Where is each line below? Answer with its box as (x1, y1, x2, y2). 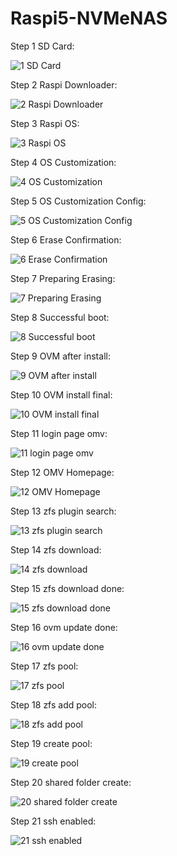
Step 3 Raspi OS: (10, 117, 80, 129)
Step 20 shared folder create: (10, 776, 132, 788)
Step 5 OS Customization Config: (10, 195, 147, 207)
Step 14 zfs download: (10, 543, 102, 556)
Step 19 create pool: (10, 737, 93, 749)
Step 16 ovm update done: (10, 621, 118, 633)
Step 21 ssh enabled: (10, 815, 97, 827)
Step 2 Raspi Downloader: (10, 78, 118, 91)
